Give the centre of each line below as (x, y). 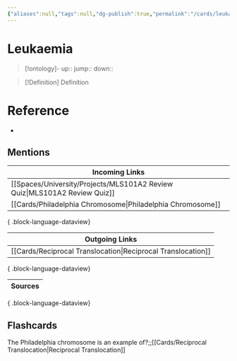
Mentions (29, 152)
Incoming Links (119, 172)
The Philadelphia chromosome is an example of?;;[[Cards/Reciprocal (107, 343)
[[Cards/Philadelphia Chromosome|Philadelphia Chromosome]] (116, 204)
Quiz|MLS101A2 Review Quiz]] (63, 193)
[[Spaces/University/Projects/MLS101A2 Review (92, 184)
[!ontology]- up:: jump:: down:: (69, 69)
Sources (25, 286)
